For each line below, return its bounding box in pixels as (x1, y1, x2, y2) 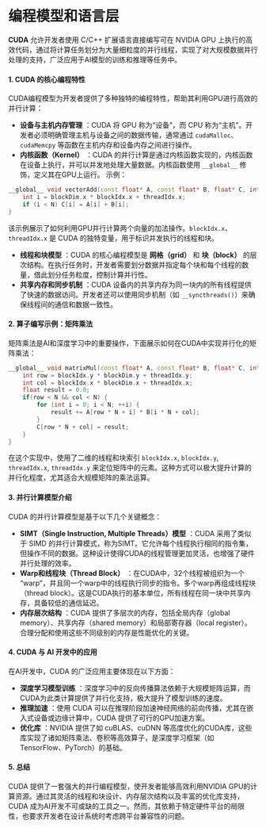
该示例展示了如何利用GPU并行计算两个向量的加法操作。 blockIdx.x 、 (8, 223, 232, 232)
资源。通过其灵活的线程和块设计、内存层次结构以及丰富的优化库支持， (14, 792, 244, 801)
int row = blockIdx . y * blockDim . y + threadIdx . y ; (22, 371, 193, 379)
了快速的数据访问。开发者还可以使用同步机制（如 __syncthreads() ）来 (19, 289, 249, 299)
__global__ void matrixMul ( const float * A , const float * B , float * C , (8, 364, 246, 372)
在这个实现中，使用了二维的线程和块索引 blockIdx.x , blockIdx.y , (8, 453, 219, 462)
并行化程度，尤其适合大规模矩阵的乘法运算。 (8, 473, 154, 482)
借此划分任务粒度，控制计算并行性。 (33, 270, 152, 279)
